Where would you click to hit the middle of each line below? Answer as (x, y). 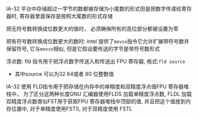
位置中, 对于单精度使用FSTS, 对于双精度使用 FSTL (72, 109)
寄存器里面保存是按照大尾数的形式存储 (66, 16)
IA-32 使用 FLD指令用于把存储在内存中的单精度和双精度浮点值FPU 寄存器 (95, 87)
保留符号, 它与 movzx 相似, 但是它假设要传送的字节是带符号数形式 (83, 49)
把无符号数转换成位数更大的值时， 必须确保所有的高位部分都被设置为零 (92, 29)
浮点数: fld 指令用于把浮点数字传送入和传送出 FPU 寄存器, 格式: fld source (96, 61)
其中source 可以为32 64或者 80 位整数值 (64, 74)
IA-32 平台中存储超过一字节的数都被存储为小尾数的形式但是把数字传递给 (94, 9)
